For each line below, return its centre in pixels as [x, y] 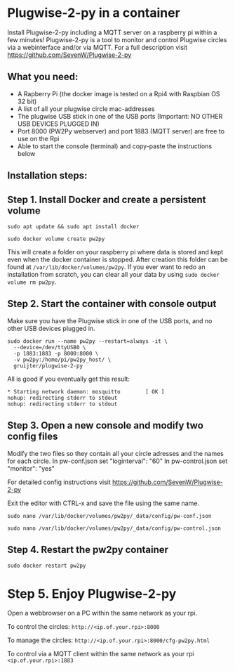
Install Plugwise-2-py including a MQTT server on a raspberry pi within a [112, 32]
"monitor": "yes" [31, 468]
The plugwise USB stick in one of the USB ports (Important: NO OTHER [120, 116]
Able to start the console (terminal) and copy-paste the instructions [115, 146]
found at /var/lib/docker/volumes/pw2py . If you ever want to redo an [106, 267]
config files [33, 437]
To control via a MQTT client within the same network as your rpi [101, 654]
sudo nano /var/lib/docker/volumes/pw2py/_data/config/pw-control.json [114, 528]
